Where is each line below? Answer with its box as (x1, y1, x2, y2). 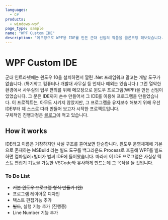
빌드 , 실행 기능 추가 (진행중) (12, 203, 67, 209)
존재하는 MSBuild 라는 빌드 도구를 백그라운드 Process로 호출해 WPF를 (14, 147, 153, 153)
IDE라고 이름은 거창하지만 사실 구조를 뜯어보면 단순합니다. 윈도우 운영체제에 (5, 141, 153, 147)
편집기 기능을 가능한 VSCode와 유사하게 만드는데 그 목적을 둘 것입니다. (14, 159, 153, 166)
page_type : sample (5, 26, 44, 31)
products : (5, 17, 26, 22)
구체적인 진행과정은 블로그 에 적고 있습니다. (5, 112, 89, 118)
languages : (5, 7, 28, 13)
